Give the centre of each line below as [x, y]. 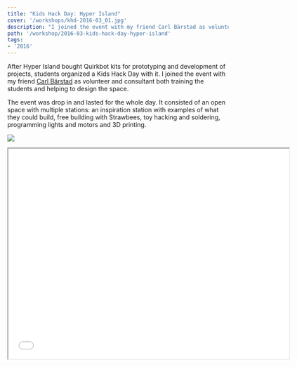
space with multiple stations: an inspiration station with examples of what [113, 110]
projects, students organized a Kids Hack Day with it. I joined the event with [117, 74]
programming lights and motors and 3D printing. [77, 125]
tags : [15, 40]
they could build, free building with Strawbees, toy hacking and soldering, [114, 117]
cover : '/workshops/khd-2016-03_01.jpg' [67, 20]
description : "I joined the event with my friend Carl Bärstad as [106, 27]
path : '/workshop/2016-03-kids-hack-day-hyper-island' [89, 33]
